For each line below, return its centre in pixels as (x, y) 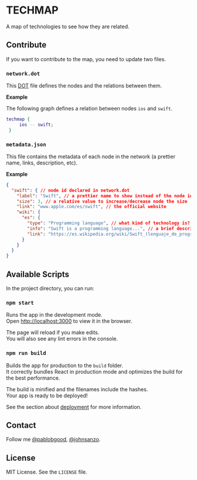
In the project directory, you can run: (50, 288)
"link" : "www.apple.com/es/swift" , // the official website (91, 207)
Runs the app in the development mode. (54, 315)
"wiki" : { (29, 212)
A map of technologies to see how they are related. (68, 26)
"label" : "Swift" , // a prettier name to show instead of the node (101, 196)
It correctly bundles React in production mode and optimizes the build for (94, 371)
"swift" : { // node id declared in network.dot (71, 190)
